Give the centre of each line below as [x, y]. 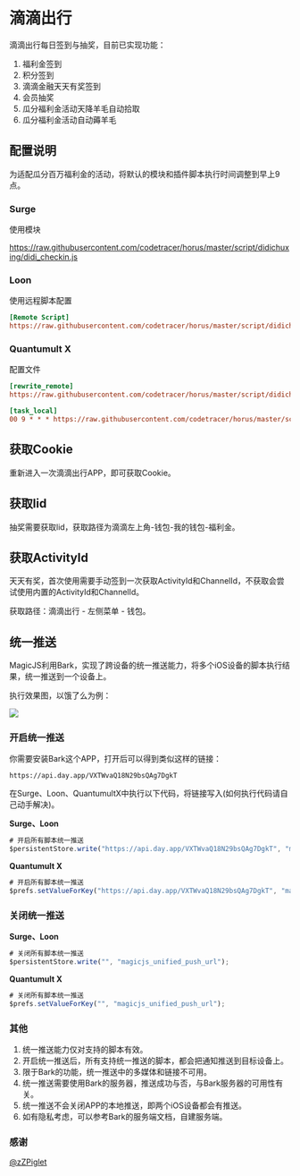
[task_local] [33, 411]
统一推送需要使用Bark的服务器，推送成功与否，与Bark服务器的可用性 [149, 1083]
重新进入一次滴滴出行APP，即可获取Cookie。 [92, 473]
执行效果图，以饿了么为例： [60, 695]
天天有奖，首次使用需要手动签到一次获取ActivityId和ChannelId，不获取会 [143, 581]
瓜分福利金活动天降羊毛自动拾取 [81, 108]
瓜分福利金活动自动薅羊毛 [69, 119]
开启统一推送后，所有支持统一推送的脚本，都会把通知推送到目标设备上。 [155, 1061]
